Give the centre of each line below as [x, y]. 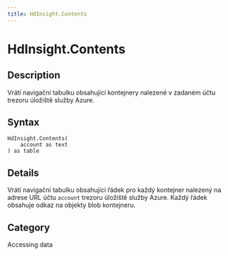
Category [29, 227]
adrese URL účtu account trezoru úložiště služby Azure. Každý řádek [107, 198]
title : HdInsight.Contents [47, 14]
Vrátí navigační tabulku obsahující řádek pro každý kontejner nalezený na [114, 190]
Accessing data [30, 245]
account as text [44, 145]
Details [23, 172]
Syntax [23, 123]
